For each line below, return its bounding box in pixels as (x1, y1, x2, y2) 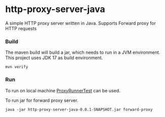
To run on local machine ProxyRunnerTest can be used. (5, 87, 120, 93)
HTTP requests (5, 25, 37, 31)
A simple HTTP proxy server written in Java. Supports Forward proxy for (5, 20, 156, 26)
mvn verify (5, 64, 28, 70)
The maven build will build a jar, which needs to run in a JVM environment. (5, 49, 160, 56)
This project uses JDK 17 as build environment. (5, 55, 103, 61)
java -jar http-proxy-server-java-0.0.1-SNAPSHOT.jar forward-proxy (5, 107, 153, 112)
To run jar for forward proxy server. (5, 97, 78, 103)
